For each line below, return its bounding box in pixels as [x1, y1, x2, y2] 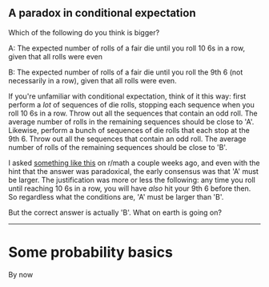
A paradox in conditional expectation [8, 6, 196, 20]
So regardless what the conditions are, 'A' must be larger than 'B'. [8, 192, 224, 201]
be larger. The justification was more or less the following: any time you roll [8, 175, 256, 184]
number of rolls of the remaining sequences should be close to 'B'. [8, 142, 228, 152]
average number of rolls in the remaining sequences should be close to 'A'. [8, 116, 255, 127]
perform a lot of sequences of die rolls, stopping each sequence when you [8, 99, 255, 109]
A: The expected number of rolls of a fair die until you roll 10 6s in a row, [8, 43, 246, 53]
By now [8, 269, 34, 279]
